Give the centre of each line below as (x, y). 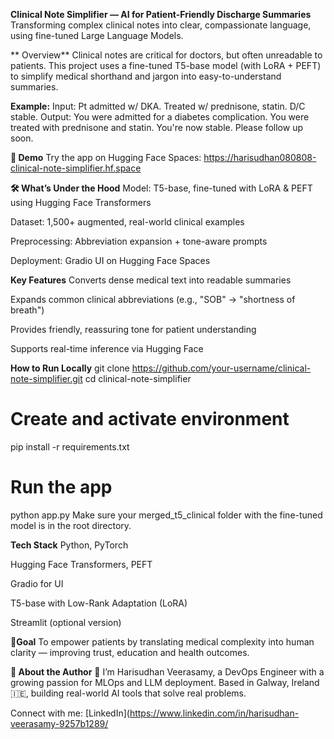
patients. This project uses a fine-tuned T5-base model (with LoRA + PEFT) (166, 65)
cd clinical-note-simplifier (138, 378)
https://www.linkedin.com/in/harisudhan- (214, 713)
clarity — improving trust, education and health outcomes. (130, 652)
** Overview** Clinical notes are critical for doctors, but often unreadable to (166, 55)
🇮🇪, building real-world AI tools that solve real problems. (128, 693)
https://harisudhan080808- (260, 157)
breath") (27, 310)
